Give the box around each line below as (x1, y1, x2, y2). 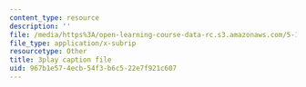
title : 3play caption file (9, 55, 112, 64)
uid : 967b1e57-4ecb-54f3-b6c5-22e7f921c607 (9, 64, 178, 73)
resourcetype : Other (9, 47, 88, 56)
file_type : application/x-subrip (9, 38, 137, 48)
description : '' (9, 22, 71, 31)
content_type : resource (9, 13, 100, 23)
